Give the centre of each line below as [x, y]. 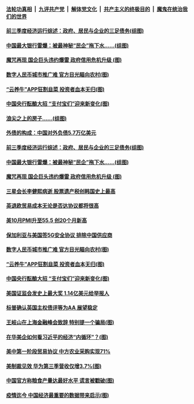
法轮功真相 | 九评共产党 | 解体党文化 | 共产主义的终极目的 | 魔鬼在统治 [94, 9]
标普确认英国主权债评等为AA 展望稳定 [52, 308]
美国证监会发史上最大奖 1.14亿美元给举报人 [58, 293]
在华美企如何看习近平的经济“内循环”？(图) [57, 337]
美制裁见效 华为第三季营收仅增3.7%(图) [54, 366]
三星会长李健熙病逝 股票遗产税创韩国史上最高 [61, 191]
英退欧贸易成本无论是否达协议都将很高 [52, 206]
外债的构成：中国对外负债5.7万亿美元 [51, 133]
